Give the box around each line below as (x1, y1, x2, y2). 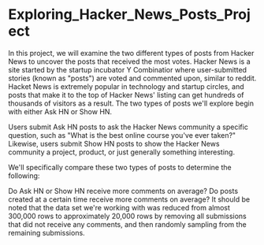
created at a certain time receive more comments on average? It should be (8, 195, 251, 204)
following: (8, 171, 40, 180)
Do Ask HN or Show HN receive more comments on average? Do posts (8, 186, 239, 195)
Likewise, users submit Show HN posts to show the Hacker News (8, 139, 220, 148)
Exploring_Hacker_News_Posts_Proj (8, 6, 251, 24)
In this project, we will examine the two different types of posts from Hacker (8, 48, 255, 58)
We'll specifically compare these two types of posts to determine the (8, 162, 232, 172)
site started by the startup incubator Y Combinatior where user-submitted (8, 65, 247, 74)
